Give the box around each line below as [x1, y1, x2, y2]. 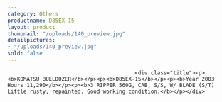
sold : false [7, 50, 43, 57]
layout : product [7, 23, 55, 30]
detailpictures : [7, 37, 55, 44]
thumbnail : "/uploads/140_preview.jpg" [7, 30, 126, 38]
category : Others [7, 10, 59, 18]
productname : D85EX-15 [7, 17, 75, 24]
